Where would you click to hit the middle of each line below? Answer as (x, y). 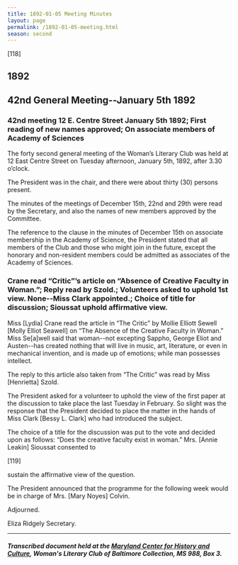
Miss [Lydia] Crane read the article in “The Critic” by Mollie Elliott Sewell (112, 323)
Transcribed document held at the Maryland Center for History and (109, 546)
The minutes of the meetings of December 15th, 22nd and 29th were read (115, 203)
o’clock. (19, 169)
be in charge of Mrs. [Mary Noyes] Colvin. (69, 496)
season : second (30, 34)
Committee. (24, 219)
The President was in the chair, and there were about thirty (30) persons (113, 182)
